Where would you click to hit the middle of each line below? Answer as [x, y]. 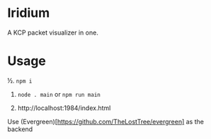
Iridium [29, 13]
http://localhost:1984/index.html [64, 108]
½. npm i [20, 80]
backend [20, 129]
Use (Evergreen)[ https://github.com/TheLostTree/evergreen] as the [105, 121]
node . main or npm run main [59, 94]
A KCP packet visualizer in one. [53, 32]
